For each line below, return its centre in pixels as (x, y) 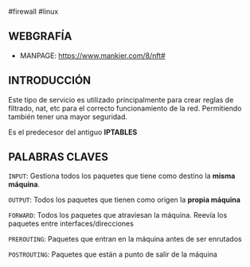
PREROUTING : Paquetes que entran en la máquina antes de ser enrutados (125, 239)
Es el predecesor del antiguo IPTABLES (73, 132)
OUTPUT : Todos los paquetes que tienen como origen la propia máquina (125, 200)
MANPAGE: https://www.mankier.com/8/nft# (92, 56)
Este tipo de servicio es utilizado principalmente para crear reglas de (121, 99)
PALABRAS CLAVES (59, 157)
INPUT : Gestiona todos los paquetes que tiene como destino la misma (122, 176)
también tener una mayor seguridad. (68, 116)
